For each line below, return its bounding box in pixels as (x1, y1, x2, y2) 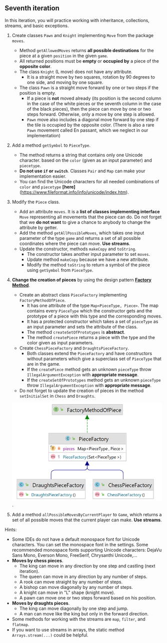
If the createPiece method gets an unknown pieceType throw (26, 366, 151, 372)
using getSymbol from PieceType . (26, 267, 93, 273)
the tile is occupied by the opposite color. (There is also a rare (26, 122, 154, 128)
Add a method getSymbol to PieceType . (11, 142, 91, 148)
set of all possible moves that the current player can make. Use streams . (11, 517, 162, 523)
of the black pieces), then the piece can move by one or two (26, 106, 151, 112)
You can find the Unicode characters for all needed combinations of (19, 178, 159, 184)
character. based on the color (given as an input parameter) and (19, 157, 152, 163)
